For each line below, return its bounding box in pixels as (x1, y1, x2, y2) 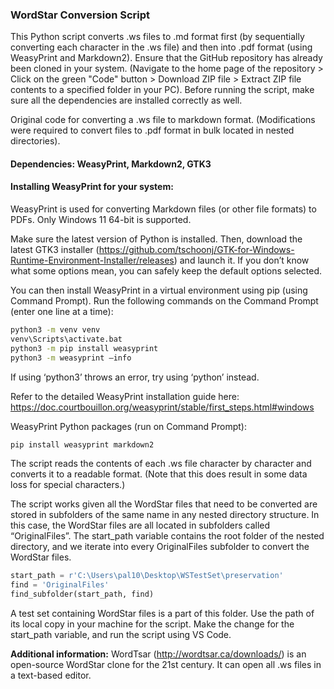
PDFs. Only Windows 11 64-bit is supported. (10, 214, 192, 226)
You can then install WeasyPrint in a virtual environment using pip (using (10, 284, 308, 297)
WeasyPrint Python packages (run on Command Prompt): (10, 420, 247, 432)
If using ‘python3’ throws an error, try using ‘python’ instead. (10, 371, 260, 383)
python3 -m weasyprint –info (10, 353, 132, 363)
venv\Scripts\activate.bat (10, 334, 123, 344)
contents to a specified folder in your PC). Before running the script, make (10, 84, 315, 96)
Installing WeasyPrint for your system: (10, 181, 174, 193)
